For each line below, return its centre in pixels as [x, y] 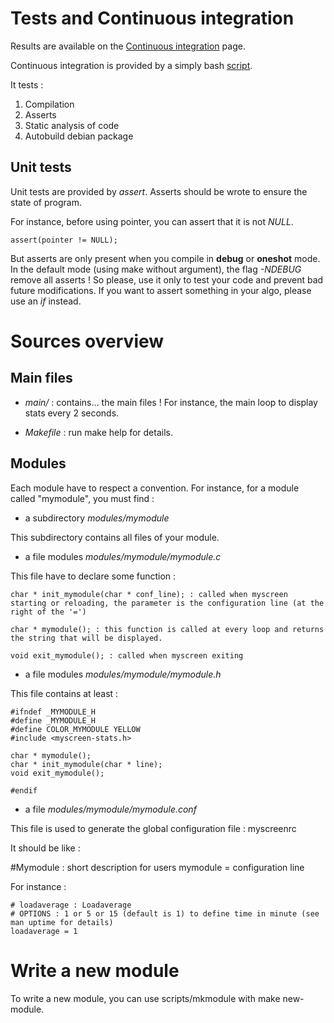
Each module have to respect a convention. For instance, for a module [155, 488]
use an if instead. [46, 301]
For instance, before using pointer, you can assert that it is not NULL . [152, 221]
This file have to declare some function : [93, 576]
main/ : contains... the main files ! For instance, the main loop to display [171, 402]
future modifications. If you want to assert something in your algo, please [161, 290]
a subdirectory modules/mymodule [97, 518]
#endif [24, 790]
